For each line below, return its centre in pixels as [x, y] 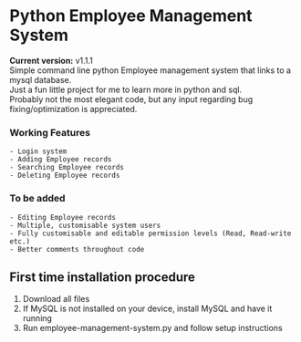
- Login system [38, 151]
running [37, 318]
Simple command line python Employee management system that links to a [150, 70]
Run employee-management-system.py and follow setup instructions [152, 328]
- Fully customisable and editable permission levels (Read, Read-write [150, 233]
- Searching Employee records [67, 168]
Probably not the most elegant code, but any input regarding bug [131, 99]
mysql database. [41, 79]
